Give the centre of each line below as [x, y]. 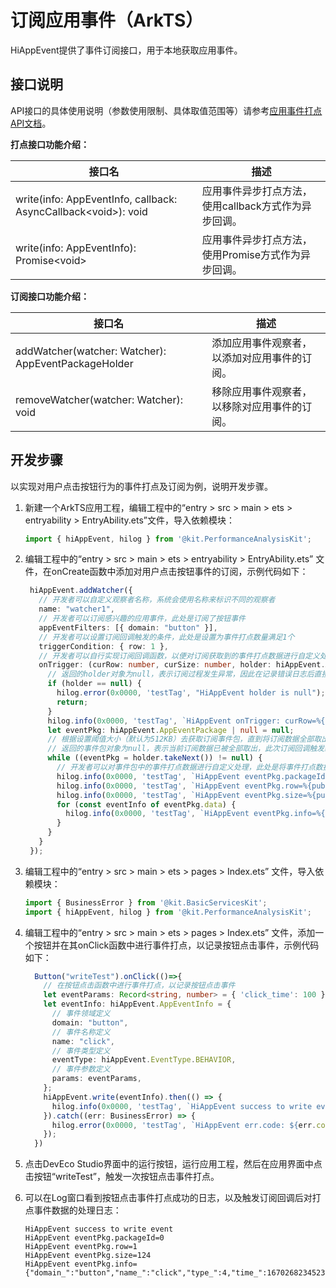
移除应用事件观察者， [262, 391]
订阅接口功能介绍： [50, 296]
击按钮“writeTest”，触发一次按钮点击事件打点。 [122, 1177]
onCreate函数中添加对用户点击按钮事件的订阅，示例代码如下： [180, 572]
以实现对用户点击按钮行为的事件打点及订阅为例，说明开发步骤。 [141, 486]
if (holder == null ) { [94, 684]
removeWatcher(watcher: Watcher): [99, 399]
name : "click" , [83, 1041]
